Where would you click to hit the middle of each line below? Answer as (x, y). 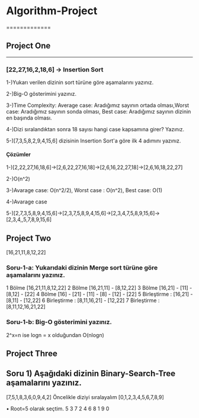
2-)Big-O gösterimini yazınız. (41, 94)
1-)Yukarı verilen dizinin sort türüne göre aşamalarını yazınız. (80, 82)
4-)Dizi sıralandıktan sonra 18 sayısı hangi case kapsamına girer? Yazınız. (95, 129)
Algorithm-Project (52, 11)
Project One (28, 46)
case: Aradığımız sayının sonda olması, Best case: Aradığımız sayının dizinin (99, 112)
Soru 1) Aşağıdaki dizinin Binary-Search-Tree (91, 374)
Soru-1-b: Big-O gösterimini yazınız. (59, 322)
